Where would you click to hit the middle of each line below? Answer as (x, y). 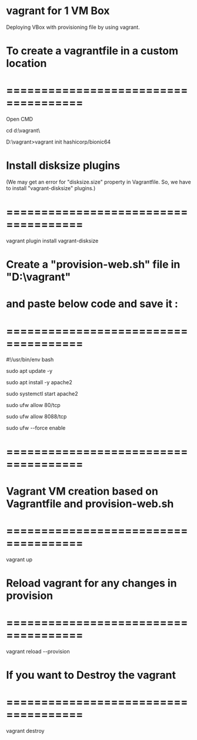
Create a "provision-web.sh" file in (93, 264)
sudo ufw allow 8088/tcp (36, 416)
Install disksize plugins (63, 166)
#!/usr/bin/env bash (30, 359)
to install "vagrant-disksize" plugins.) (51, 188)
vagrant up (19, 559)
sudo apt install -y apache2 (39, 382)
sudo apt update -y (29, 371)
